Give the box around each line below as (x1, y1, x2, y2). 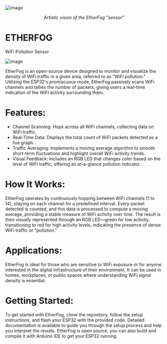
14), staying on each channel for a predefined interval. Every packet (5, 200, 145, 206)
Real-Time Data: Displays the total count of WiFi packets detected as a (12, 134, 158, 140)
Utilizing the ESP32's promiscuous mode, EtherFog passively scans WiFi (5, 78, 154, 85)
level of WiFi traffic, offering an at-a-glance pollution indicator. (12, 161, 141, 167)
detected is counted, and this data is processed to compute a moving (5, 206, 148, 212)
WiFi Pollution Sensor (5, 48, 49, 55)
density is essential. (5, 277, 46, 283)
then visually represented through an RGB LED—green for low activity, (5, 216, 150, 222)
